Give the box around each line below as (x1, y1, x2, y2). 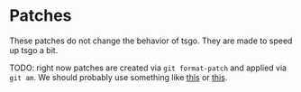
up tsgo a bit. (9, 44, 59, 55)
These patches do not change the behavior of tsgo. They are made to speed (9, 35, 293, 46)
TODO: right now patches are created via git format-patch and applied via (9, 62, 287, 73)
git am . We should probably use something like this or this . (9, 71, 228, 82)
